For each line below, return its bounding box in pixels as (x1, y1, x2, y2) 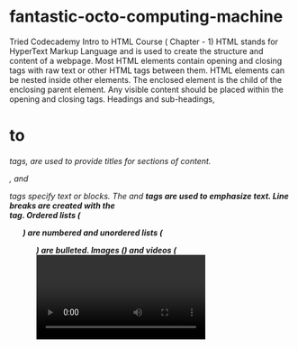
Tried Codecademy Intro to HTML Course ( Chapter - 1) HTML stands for (9, 36, 279, 47)
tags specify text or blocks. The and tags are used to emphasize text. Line (9, 190, 290, 201)
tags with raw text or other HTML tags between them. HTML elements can (9, 65, 285, 76)
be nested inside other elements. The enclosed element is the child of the (9, 74, 282, 85)
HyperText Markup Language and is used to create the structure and (9, 45, 264, 56)
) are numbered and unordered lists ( (22, 227, 163, 238)
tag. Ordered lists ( (9, 209, 81, 220)
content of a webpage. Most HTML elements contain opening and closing (9, 55, 283, 66)
